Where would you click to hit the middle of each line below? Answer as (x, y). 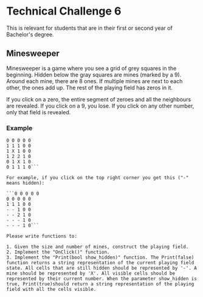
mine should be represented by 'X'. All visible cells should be (91, 274)
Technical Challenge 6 (64, 11)
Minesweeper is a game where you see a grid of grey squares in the (91, 68)
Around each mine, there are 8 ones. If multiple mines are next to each (95, 81)
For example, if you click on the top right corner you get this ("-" (98, 178)
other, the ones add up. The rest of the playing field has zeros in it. (90, 87)
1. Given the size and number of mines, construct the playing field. (98, 247)
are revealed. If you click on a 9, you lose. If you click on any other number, (100, 106)
